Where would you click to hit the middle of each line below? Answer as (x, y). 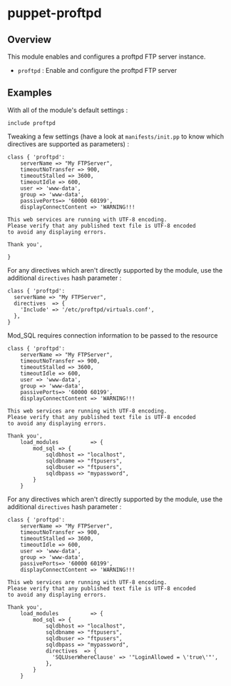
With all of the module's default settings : (68, 110)
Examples (30, 93)
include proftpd (31, 123)
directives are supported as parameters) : (68, 143)
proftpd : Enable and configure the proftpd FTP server (97, 70)
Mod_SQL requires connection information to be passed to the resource (113, 335)
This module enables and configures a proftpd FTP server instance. (107, 56)
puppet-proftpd (55, 13)
